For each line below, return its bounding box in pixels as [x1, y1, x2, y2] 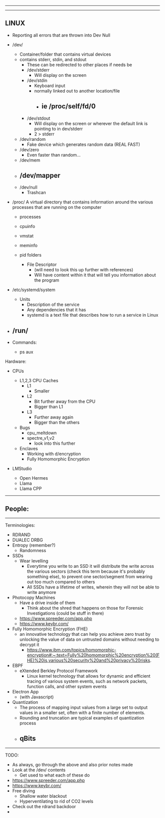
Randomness [19, 548, 47, 554]
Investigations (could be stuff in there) [27, 610, 104, 616]
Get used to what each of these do [19, 772, 90, 778]
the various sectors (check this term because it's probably [27, 568, 145, 574]
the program [34, 277, 60, 283]
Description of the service [27, 301, 80, 308]
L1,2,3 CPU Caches [19, 378, 58, 384]
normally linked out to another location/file [34, 88, 120, 94]
